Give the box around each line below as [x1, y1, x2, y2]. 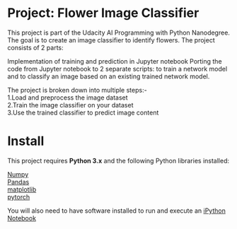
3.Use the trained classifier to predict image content [7, 108, 159, 117]
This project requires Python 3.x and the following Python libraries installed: [7, 156, 230, 165]
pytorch [7, 192, 30, 201]
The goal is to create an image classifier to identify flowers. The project [7, 35, 215, 44]
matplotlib [7, 185, 37, 194]
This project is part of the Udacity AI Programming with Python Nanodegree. [7, 28, 230, 37]
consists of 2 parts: [7, 43, 64, 52]
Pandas [7, 177, 30, 186]
